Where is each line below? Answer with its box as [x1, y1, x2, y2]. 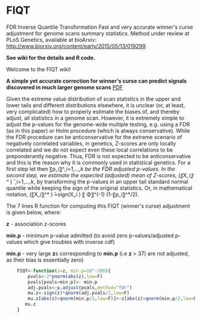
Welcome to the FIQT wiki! [6, 65, 71, 72]
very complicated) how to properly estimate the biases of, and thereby [6, 108, 179, 115]
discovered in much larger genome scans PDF [6, 83, 123, 90]
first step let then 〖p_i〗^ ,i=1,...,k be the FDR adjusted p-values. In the [6, 165, 175, 172]
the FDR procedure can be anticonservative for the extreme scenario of [6, 133, 182, 141]
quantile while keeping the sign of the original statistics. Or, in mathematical [6, 184, 193, 192]
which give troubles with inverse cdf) [23, 238, 115, 246]
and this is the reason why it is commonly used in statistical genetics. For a [6, 159, 191, 166]
